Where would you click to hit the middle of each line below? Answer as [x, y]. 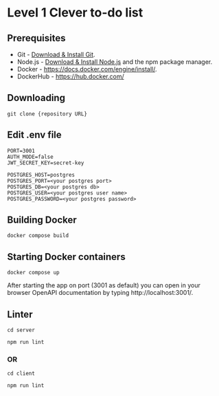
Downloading [36, 98]
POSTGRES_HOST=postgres [41, 175]
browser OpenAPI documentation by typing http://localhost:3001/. [100, 293]
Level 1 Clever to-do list [75, 13]
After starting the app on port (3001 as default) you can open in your [104, 285]
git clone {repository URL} [47, 114]
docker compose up [33, 273]
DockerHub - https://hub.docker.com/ [71, 76]
